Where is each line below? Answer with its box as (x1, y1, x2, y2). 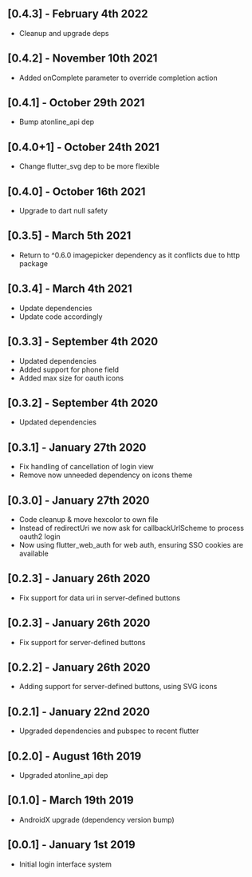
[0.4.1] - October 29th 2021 (7, 96, 145, 110)
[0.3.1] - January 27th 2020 (7, 440, 147, 454)
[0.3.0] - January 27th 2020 (7, 493, 150, 507)
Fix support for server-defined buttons (18, 637, 146, 647)
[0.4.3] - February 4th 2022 (7, 7, 148, 21)
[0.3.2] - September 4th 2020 (7, 396, 159, 409)
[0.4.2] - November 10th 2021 (7, 52, 158, 66)
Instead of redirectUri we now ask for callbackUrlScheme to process (18, 523, 245, 532)
